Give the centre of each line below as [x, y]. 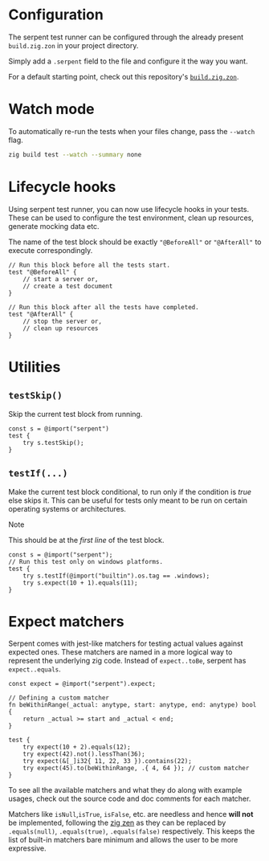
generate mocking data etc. [54, 226]
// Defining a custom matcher [59, 698]
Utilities [35, 367]
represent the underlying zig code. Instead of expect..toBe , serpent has [127, 661]
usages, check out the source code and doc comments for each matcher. [130, 799]
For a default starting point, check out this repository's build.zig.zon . [124, 76]
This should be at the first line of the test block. [86, 540]
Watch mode [51, 109]
